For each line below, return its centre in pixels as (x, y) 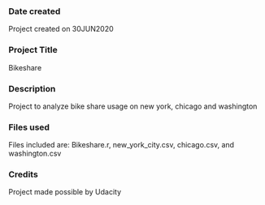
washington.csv (35, 154)
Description (32, 88)
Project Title (33, 50)
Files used (29, 127)
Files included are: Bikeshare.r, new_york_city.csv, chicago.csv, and (121, 145)
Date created (35, 11)
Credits (23, 174)
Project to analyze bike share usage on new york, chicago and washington (133, 106)
